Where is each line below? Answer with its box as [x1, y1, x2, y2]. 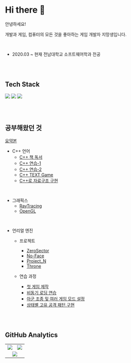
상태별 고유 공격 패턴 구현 [26, 302, 75, 307]
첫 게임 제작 [26, 284, 49, 289]
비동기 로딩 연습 [26, 289, 57, 295]
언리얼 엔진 [12, 228, 33, 233]
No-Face [26, 253, 45, 259]
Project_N [26, 258, 47, 264]
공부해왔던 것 [5, 124, 42, 132]
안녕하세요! [5, 21, 26, 27]
